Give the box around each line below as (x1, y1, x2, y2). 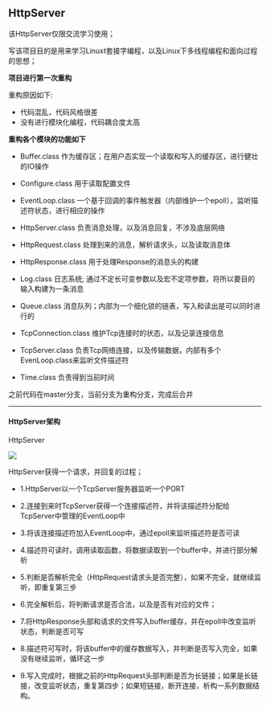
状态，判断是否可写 (19, 627, 84, 636)
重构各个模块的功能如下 (8, 134, 86, 144)
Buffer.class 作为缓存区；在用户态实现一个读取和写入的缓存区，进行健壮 (19, 151, 259, 161)
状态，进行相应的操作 (34, 205, 105, 215)
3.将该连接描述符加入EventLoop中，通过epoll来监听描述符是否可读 (19, 528, 240, 538)
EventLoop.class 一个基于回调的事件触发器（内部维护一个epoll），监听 (19, 195, 252, 205)
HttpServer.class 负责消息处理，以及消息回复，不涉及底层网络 (19, 223, 225, 232)
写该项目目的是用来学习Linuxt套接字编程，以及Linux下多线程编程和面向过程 (8, 46, 258, 55)
